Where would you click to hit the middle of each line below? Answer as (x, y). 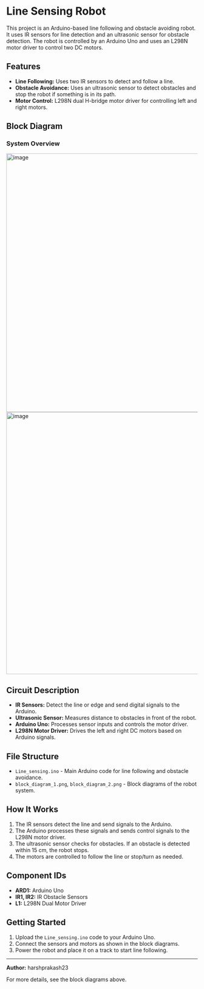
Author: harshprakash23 (37, 967)
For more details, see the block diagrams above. (66, 979)
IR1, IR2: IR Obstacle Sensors (51, 896)
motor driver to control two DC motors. (55, 47)
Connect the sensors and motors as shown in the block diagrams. (97, 943)
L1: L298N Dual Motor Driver (51, 903)
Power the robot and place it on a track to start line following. (91, 950)
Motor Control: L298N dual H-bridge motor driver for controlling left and (106, 100)
